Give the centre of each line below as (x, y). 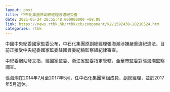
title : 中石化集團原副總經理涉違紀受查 (41, 15)
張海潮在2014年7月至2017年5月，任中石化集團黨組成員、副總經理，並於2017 (85, 78)
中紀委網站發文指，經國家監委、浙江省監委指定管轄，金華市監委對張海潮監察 (85, 61)
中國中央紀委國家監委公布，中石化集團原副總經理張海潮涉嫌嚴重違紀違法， (83, 44)
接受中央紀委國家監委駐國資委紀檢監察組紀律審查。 (67, 50)
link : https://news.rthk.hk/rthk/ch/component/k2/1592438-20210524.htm (82, 24)
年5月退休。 (18, 84)
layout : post (19, 10)
